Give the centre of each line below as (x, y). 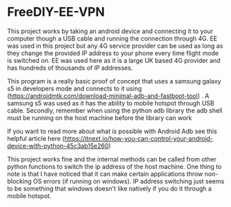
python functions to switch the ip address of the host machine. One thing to (114, 166)
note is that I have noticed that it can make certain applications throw (105, 174)
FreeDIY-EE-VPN (56, 12)
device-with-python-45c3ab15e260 (58, 146)
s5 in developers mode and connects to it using (75, 88)
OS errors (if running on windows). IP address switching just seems (129, 181)
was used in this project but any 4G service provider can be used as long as (115, 46)
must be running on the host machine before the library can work (100, 117)
